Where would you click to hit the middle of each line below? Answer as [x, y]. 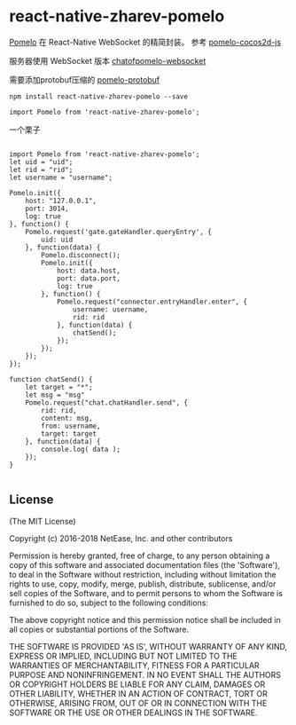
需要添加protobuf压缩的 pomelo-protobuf [85, 79]
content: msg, [67, 418]
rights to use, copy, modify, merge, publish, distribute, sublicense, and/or [143, 584]
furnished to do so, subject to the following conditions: [109, 603]
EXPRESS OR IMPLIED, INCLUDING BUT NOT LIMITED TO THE [123, 656]
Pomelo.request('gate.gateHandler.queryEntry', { [119, 232]
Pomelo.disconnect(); [81, 255]
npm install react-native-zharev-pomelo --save [99, 96]
